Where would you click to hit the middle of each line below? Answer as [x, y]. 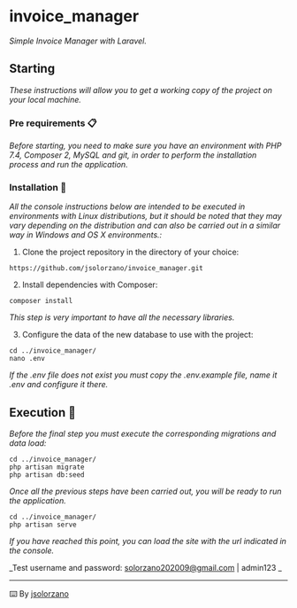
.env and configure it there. [59, 385]
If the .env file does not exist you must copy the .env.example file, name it [143, 375]
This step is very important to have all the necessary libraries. [122, 317]
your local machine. [46, 99]
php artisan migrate [47, 467]
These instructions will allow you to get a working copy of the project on [141, 90]
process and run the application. [69, 165]
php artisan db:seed [47, 475]
